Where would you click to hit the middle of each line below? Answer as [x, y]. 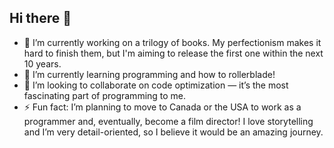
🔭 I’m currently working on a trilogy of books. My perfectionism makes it [172, 42]
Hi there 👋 [40, 18]
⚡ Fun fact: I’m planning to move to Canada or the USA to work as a [162, 107]
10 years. [42, 63]
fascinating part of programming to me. [105, 95]
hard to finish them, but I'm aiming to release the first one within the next [173, 53]
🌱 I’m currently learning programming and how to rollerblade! [149, 74]
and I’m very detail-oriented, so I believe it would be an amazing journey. [173, 132]
